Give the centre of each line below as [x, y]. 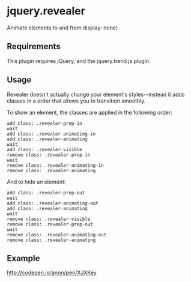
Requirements [34, 46]
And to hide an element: [36, 182]
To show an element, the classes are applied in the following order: [90, 112]
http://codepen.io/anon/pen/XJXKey [52, 273]
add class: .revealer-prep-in [45, 123]
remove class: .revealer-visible [49, 219]
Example [23, 258]
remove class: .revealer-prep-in [49, 155]
